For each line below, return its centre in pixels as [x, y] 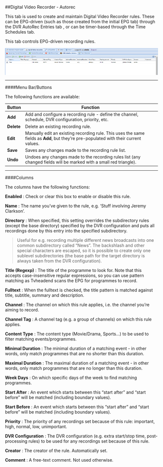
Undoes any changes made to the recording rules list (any [83, 157]
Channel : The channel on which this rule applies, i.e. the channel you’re [77, 305]
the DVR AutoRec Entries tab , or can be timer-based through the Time [75, 27]
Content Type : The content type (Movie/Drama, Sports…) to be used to [77, 334]
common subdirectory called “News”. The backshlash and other [81, 245]
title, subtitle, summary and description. [45, 295]
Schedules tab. [20, 32]
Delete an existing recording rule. [58, 126]
